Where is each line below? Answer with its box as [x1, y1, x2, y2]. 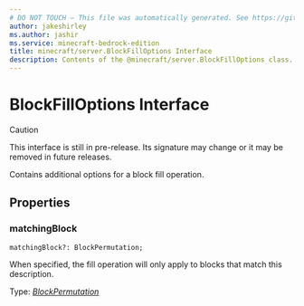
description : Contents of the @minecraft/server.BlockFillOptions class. [9, 55, 294, 64]
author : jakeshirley [9, 22, 88, 31]
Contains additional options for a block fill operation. [9, 168, 204, 179]
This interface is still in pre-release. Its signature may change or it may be [9, 141, 283, 152]
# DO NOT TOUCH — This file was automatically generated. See [9, 13, 249, 23]
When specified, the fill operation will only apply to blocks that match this [9, 259, 282, 270]
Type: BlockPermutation [9, 286, 100, 297]
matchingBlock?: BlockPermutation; [9, 243, 144, 252]
